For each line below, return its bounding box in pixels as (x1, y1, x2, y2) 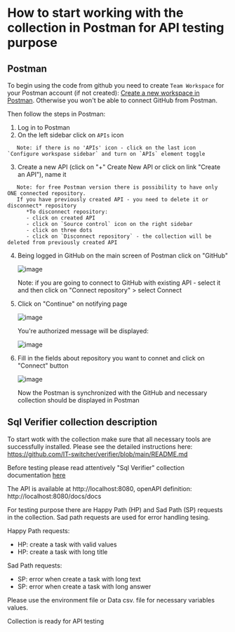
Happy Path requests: (7, 526, 70, 534)
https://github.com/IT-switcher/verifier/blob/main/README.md (7, 450, 188, 458)
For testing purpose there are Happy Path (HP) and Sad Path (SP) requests (7, 505, 223, 513)
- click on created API (25, 215, 96, 222)
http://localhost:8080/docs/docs (7, 492, 102, 500)
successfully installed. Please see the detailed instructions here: (7, 442, 193, 450)
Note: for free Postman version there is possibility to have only (16, 184, 218, 191)
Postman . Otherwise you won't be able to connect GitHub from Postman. (7, 96, 217, 105)
